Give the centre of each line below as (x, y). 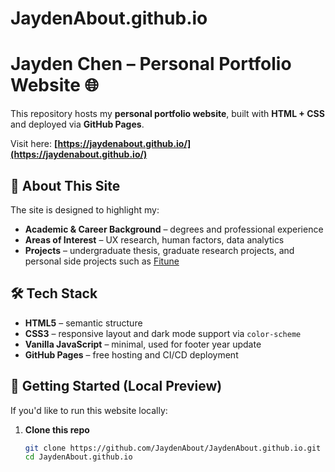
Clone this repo (57, 429)
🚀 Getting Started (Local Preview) (116, 386)
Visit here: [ (34, 144)
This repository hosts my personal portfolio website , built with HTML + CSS (167, 114)
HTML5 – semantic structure (83, 323)
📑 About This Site (65, 185)
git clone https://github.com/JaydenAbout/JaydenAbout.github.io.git (173, 448)
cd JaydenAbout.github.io (78, 457)
